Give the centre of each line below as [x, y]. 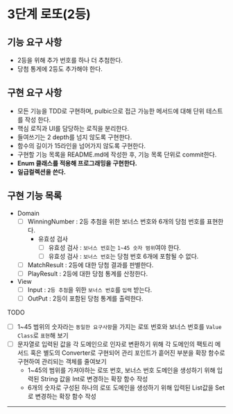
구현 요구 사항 [35, 93]
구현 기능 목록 [35, 196]
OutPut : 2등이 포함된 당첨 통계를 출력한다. [85, 298]
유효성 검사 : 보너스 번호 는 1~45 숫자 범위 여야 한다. [115, 247]
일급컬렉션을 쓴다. [41, 172]
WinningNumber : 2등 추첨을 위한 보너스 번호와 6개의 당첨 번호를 [116, 221]
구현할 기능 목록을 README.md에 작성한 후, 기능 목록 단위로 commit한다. [117, 154]
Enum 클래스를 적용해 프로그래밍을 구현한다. [77, 163]
